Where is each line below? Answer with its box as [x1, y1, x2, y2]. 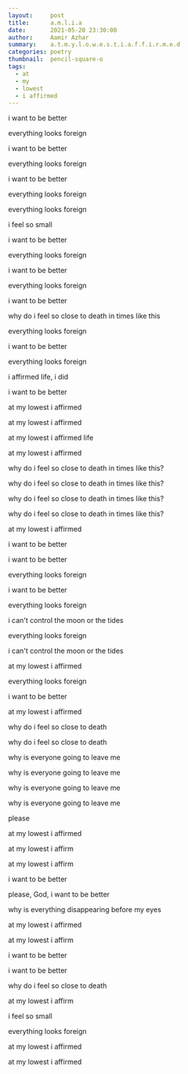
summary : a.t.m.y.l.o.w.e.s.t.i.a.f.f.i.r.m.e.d [8, 41, 180, 49]
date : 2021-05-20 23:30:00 [8, 26, 117, 34]
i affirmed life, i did [8, 372, 69, 382]
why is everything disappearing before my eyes [8, 905, 162, 915]
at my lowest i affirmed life [8, 433, 94, 442]
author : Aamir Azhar [8, 33, 89, 42]
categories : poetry [8, 48, 72, 56]
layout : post [8, 11, 65, 20]
